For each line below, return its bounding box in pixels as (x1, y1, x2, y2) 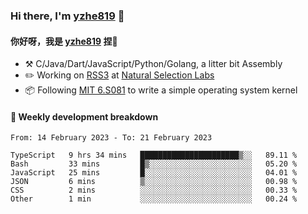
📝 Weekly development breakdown (10, 110, 159, 123)
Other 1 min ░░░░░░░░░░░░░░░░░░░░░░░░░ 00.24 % (10, 194, 298, 204)
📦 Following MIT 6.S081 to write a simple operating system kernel (24, 84, 298, 96)
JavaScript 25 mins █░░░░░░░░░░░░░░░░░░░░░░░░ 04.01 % (10, 168, 298, 178)
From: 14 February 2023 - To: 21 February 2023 (10, 133, 213, 143)
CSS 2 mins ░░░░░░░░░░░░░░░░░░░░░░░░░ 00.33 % (10, 185, 298, 196)
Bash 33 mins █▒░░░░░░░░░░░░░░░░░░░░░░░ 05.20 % (10, 159, 298, 169)
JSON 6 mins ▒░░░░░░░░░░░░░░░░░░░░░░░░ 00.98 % (10, 177, 298, 187)
